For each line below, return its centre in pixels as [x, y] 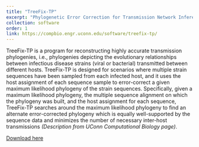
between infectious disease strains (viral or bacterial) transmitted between [97, 64]
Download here [25, 138]
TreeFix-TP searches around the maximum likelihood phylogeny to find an [96, 108]
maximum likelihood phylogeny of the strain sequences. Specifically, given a [99, 89]
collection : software [33, 23]
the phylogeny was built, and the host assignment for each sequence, [91, 101]
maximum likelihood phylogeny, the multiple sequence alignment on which [97, 95]
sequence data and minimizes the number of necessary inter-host [87, 120]
